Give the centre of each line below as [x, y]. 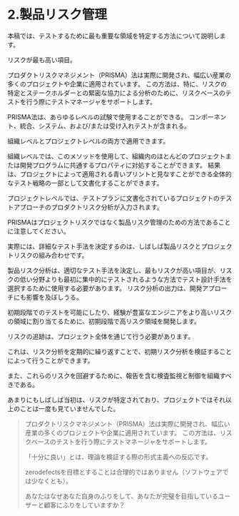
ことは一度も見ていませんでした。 [70, 408]
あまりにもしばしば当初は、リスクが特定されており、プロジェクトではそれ [117, 400]
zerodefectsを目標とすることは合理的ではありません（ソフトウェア [123, 472]
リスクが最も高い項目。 [42, 60]
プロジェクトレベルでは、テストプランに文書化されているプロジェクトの [113, 198]
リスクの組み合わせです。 [51, 255]
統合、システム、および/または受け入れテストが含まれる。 [105, 126]
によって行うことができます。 [51, 360]
